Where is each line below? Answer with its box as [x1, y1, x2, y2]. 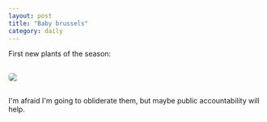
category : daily [8, 27, 63, 35]
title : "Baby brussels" [8, 19, 89, 27]
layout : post [8, 11, 53, 20]
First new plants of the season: [8, 49, 112, 59]
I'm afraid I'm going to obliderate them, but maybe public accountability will [8, 96, 261, 106]
